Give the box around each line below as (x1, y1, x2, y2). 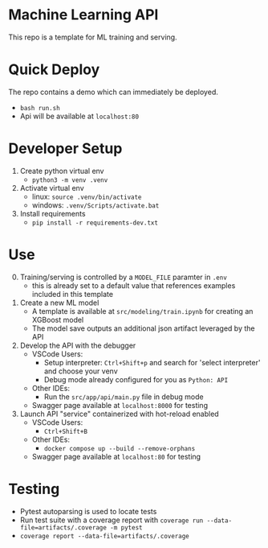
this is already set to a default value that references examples (31, 280, 236, 290)
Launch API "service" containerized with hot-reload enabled (19, 409, 219, 418)
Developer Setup (8, 139, 123, 158)
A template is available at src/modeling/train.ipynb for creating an (31, 306, 254, 315)
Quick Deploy (8, 60, 100, 79)
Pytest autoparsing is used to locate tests (19, 506, 157, 516)
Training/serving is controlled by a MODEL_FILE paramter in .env (19, 272, 227, 282)
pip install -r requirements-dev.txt (31, 219, 159, 227)
